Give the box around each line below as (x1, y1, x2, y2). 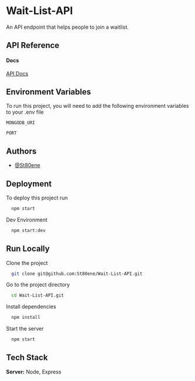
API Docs (6, 70, 29, 77)
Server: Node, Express (6, 368, 61, 375)
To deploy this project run (6, 194, 69, 201)
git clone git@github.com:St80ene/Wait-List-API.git (11, 271, 143, 277)
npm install (11, 315, 41, 321)
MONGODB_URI (6, 120, 35, 126)
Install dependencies (6, 303, 57, 310)
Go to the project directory (6, 281, 70, 288)
